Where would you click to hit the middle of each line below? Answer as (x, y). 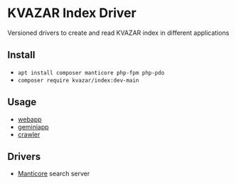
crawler (29, 134)
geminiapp (33, 126)
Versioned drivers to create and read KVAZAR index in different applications (118, 33)
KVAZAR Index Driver (72, 13)
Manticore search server (54, 174)
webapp (29, 119)
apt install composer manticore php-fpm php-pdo (91, 72)
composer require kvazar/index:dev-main (78, 80)
